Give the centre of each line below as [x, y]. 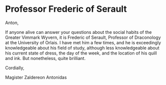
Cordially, [15, 68]
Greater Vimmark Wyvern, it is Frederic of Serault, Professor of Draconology [83, 37]
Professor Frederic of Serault [66, 9]
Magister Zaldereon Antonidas [36, 77]
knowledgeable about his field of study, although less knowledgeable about [82, 48]
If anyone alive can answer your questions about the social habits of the [79, 32]
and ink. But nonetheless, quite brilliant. [45, 58]
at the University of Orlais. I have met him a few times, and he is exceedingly [83, 42]
